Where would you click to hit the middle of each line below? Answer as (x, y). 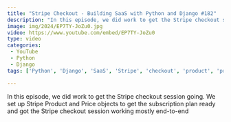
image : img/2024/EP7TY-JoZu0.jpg (55, 26)
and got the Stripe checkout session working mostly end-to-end (98, 111)
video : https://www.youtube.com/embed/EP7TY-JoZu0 (81, 33)
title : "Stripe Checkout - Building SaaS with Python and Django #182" (112, 13)
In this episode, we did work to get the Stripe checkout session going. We (111, 96)
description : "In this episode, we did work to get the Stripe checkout (113, 20)
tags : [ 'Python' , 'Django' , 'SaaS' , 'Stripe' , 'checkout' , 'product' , (110, 71)
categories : (24, 45)
